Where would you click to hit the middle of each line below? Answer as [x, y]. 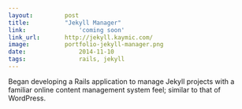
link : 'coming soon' [67, 30]
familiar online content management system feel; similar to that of [115, 89]
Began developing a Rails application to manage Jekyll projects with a [121, 81]
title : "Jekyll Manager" [65, 23]
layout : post [44, 15]
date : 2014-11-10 [61, 52]
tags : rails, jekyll [67, 60]
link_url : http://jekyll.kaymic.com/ [81, 37]
